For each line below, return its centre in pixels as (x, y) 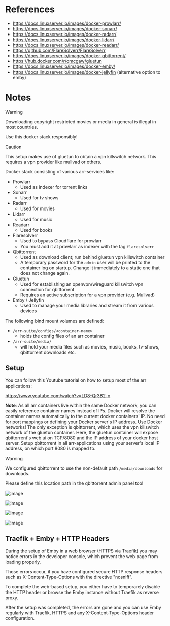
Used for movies (37, 208)
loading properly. (23, 562)
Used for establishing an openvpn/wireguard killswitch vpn (82, 284)
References (30, 9)
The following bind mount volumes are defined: (55, 321)
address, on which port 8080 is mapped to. (50, 448)
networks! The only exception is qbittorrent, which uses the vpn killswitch (82, 427)
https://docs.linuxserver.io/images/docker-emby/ (64, 66)
